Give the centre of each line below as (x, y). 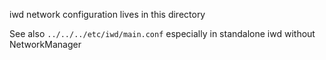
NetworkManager (45, 44)
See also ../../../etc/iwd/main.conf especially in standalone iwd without (162, 33)
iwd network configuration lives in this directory (107, 14)
